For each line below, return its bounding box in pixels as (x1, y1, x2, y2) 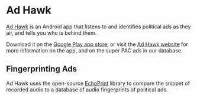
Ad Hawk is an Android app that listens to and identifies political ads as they (6, 23, 191, 30)
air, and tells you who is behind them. (6, 29, 97, 36)
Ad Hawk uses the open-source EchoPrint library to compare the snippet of (6, 80, 190, 87)
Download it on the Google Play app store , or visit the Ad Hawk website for (6, 41, 188, 48)
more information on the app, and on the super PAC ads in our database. (6, 47, 183, 54)
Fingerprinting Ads (6, 64, 77, 74)
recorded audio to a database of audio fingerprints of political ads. (6, 86, 168, 93)
